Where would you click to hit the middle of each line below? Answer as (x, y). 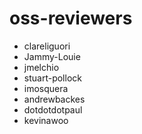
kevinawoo (46, 120)
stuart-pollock (52, 78)
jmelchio (41, 67)
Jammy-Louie (52, 56)
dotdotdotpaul (53, 109)
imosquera (46, 88)
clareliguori (47, 46)
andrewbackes (54, 99)
